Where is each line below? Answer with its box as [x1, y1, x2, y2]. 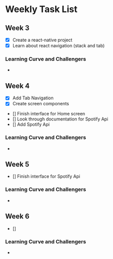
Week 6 [5, 212, 30, 221]
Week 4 [5, 82, 30, 90]
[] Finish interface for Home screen [12, 111, 85, 117]
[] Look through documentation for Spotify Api [12, 116, 108, 122]
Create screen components [12, 101, 69, 107]
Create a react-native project [12, 37, 73, 43]
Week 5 [5, 160, 29, 169]
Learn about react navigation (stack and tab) [12, 43, 105, 49]
